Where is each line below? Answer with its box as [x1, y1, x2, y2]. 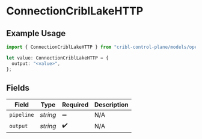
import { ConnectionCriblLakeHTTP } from [6, 44, 112, 50]
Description [94, 100, 129, 109]
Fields [6, 82, 30, 93]
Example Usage [6, 28, 66, 39]
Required [62, 100, 89, 109]
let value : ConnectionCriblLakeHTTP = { [6, 55, 109, 61]
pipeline [9, 111, 34, 119]
